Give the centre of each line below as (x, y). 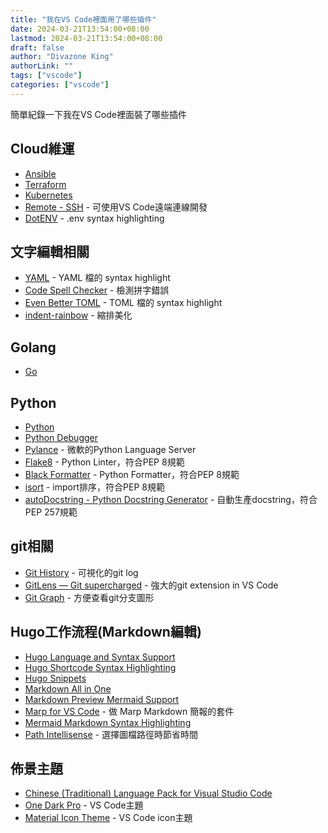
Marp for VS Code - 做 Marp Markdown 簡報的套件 (129, 711)
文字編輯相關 (50, 251)
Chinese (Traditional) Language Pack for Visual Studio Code (148, 793)
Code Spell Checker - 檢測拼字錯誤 (97, 290)
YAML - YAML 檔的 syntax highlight (97, 278)
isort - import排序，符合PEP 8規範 (94, 487)
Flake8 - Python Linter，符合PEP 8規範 (104, 462)
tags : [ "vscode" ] (46, 76)
